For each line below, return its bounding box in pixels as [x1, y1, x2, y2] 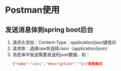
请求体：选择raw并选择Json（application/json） [12, 46, 110, 51]
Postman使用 [5, 4, 60, 16]
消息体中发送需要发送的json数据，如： [12, 52, 90, 57]
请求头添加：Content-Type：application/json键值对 [12, 40, 116, 45]
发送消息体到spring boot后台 [5, 25, 94, 34]
